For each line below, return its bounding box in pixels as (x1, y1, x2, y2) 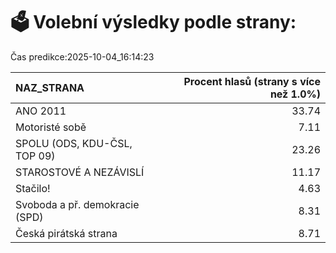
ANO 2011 (15, 104, 67, 118)
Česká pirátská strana (15, 226, 118, 240)
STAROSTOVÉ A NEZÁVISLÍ (15, 165, 145, 179)
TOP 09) (15, 149, 56, 163)
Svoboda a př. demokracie (15, 197, 140, 211)
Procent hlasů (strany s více (183, 74, 321, 88)
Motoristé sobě (15, 120, 87, 134)
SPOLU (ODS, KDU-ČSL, (15, 136, 133, 150)
